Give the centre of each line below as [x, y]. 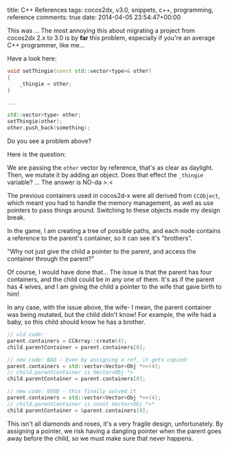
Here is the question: [37, 154]
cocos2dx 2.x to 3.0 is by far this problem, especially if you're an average [111, 38]
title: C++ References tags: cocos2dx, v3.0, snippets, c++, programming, [111, 10]
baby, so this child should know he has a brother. [76, 322]
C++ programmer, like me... [46, 45]
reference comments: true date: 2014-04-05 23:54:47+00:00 [94, 17]
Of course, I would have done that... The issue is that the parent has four [110, 272]
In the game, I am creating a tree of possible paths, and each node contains [114, 231]
